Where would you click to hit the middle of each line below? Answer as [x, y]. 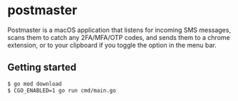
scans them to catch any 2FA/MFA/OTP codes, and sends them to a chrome [119, 37]
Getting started [42, 67]
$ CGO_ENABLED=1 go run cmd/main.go [62, 90]
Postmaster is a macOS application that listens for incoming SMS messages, [119, 30]
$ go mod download [35, 84]
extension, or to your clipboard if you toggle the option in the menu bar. [112, 45]
